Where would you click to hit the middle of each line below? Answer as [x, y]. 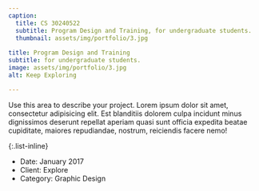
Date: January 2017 [52, 161]
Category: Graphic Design [63, 178]
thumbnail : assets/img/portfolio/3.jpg [82, 38]
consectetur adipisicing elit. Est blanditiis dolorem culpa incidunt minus [125, 113]
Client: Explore [44, 169]
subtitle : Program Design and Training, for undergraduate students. [133, 30]
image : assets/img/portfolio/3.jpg [68, 68]
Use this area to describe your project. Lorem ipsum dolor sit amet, [119, 105]
